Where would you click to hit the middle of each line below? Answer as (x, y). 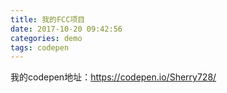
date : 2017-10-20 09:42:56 (66, 29)
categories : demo (46, 38)
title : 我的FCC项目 (48, 19)
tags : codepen (40, 47)
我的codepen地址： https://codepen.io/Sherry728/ (113, 77)
